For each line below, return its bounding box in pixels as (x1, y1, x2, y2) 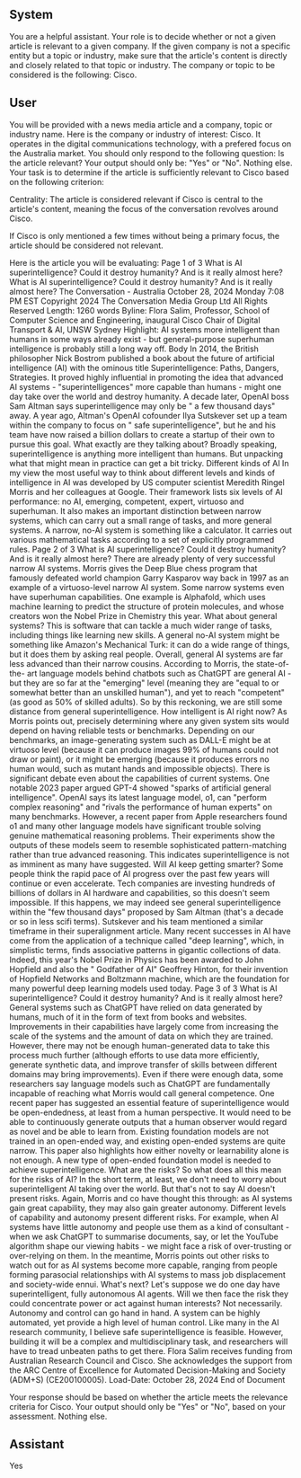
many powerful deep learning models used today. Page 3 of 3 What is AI (9, 983, 278, 994)
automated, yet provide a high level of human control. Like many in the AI (9, 1316, 280, 1328)
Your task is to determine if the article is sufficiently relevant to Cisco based (9, 166, 289, 178)
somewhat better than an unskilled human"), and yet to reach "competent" (9, 686, 286, 697)
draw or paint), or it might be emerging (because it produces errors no (9, 754, 270, 765)
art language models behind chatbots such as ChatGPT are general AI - (26, 668, 292, 678)
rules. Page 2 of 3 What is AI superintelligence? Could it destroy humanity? (9, 544, 287, 554)
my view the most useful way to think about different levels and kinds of (9, 467, 276, 478)
